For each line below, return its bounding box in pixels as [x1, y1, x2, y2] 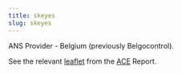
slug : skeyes [8, 19, 52, 27]
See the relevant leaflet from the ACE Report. [8, 56, 157, 66]
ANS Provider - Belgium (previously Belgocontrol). [8, 41, 175, 50]
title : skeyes [8, 11, 56, 20]
